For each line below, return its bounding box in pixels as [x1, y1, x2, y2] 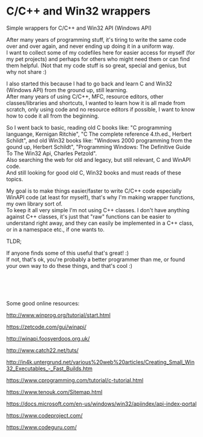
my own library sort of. [6, 200, 63, 207]
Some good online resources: [6, 299, 80, 307]
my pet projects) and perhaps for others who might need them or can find [6, 55, 190, 62]
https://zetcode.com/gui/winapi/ [6, 323, 86, 330]
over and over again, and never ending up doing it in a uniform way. [6, 42, 175, 50]
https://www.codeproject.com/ [6, 412, 83, 419]
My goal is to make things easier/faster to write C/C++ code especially [6, 187, 182, 195]
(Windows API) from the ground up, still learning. [6, 86, 128, 93]
